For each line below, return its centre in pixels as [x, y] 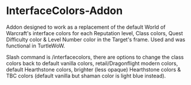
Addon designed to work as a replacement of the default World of [86, 27]
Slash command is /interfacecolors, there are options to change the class [95, 57]
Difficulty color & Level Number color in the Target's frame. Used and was [96, 39]
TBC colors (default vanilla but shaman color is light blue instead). [86, 76]
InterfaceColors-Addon [64, 11]
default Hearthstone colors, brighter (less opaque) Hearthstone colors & [93, 69]
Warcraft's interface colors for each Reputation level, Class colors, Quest [95, 33]
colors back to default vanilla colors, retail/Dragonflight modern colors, [92, 63]
